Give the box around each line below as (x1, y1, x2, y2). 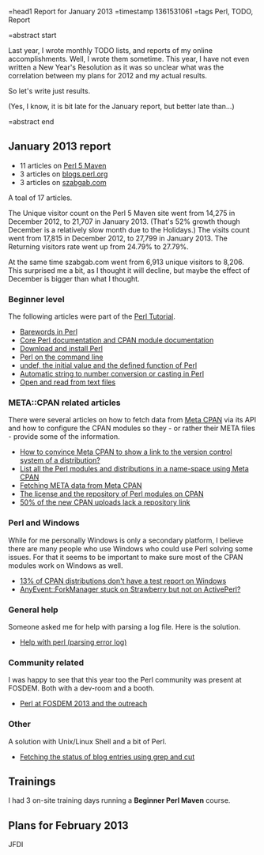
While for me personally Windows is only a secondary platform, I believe (8, 535, 243, 545)
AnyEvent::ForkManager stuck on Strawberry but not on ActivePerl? (19, 585, 241, 594)
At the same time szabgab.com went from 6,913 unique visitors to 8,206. (8, 257, 245, 267)
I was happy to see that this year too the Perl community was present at (8, 675, 243, 685)
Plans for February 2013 (8, 819, 129, 832)
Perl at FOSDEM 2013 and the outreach (19, 699, 148, 709)
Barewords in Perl (19, 327, 77, 337)
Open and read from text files (19, 377, 116, 387)
